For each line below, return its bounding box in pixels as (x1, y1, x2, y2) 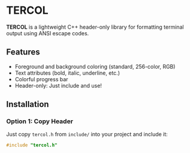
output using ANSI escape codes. (6, 29, 89, 36)
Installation (6, 99, 49, 109)
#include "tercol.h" (6, 142, 58, 148)
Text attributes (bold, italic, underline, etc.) (14, 69, 120, 76)
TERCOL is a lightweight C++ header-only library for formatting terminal (6, 23, 184, 30)
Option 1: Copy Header (6, 117, 74, 126)
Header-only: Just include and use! (14, 82, 102, 89)
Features (6, 47, 40, 57)
